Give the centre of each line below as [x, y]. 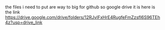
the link [13, 12]
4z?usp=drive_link [24, 22]
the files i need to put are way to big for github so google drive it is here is [80, 7]
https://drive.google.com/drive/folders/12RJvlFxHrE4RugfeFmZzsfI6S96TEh [83, 17]
